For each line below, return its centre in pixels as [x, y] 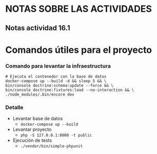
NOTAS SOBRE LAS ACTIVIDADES [79, 9]
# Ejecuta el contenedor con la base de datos [56, 77]
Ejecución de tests [32, 140]
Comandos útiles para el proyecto [79, 50]
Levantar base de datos [38, 119]
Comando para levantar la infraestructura [58, 66]
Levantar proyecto [32, 129]
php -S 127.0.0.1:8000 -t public [56, 136]
